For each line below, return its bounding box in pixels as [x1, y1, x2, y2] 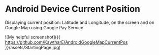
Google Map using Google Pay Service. [5, 24, 85, 30]
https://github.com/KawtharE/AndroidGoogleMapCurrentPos [5, 39, 128, 45]
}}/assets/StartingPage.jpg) [5, 44, 61, 50]
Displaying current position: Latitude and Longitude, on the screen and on [5, 19, 155, 25]
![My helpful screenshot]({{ [5, 34, 61, 40]
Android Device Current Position [5, 3, 140, 15]
